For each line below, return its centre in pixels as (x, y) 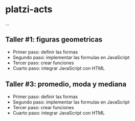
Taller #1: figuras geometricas (54, 40)
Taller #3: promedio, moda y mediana (66, 84)
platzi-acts (29, 9)
